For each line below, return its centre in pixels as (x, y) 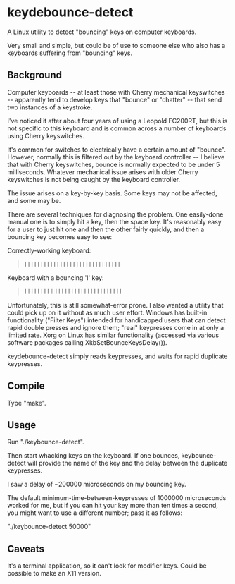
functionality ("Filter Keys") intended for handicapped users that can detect (117, 320)
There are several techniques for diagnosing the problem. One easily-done (115, 214)
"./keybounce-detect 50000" (49, 527)
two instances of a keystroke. (50, 107)
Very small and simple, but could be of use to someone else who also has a (116, 45)
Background (34, 75)
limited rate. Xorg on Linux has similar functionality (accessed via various (113, 335)
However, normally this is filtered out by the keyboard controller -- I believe (116, 157)
